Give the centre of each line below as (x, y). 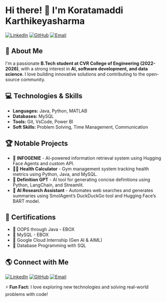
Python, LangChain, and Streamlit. (48, 185)
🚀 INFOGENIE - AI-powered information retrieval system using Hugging (87, 158)
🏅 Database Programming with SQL (49, 246)
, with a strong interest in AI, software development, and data (83, 68)
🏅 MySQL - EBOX (31, 235)
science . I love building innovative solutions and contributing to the (75, 74)
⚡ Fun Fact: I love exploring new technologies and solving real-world (77, 287)
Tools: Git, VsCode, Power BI (43, 122)
